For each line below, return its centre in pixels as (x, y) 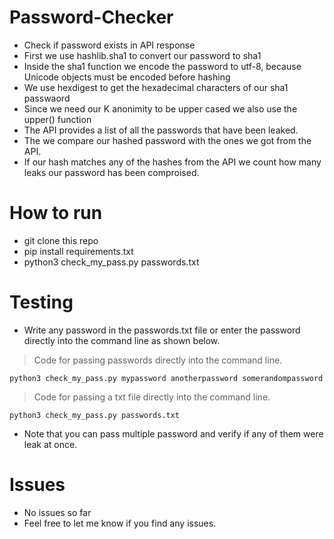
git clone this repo (61, 240)
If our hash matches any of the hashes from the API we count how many (172, 162)
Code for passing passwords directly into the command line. (158, 360)
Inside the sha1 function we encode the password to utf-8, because (162, 66)
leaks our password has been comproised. (111, 172)
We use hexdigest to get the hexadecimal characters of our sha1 (156, 87)
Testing (41, 302)
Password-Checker (91, 17)
